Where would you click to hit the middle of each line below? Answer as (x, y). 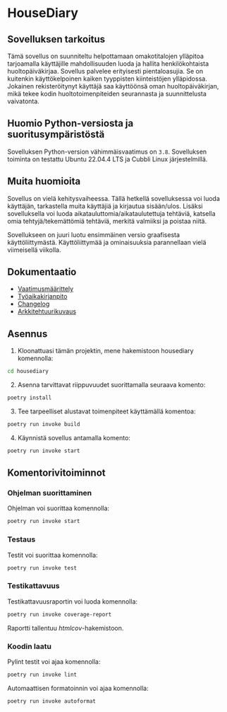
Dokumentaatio (42, 272)
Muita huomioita (44, 182)
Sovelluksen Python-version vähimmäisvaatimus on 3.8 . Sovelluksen (107, 151)
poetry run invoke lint (42, 674)
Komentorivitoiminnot (56, 473)
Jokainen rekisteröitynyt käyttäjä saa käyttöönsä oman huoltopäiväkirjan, (113, 86)
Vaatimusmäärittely (45, 289)
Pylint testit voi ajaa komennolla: (54, 661)
